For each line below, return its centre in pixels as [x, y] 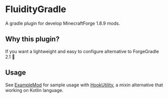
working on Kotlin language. [34, 90]
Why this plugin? [32, 39]
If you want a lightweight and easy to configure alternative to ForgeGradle [82, 51]
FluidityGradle [36, 9]
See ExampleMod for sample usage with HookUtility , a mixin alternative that [84, 85]
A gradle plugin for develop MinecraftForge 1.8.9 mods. [63, 23]
